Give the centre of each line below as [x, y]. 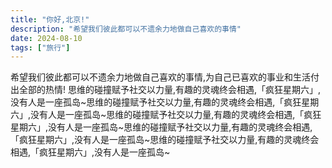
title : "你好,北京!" [50, 19]
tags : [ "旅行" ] [40, 47]
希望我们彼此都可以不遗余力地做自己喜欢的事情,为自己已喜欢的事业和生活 [161, 77]
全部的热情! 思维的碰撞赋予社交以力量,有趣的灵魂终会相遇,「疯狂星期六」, [170, 90]
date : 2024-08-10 [46, 38]
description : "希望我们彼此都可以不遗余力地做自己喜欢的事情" [126, 29]
